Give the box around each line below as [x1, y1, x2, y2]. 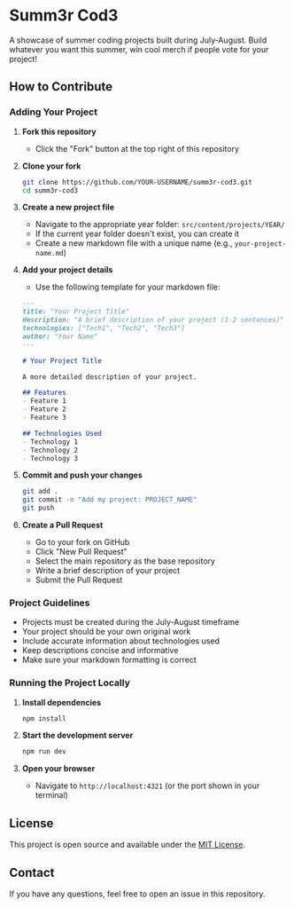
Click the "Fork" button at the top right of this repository [35, 143, 240, 154]
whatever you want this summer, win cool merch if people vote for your [9, 43, 269, 54]
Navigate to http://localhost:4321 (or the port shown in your [35, 780, 260, 791]
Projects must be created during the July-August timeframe [21, 617, 240, 628]
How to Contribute [9, 79, 113, 94]
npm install [21, 714, 66, 723]
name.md [35, 249, 64, 258]
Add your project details [21, 265, 113, 275]
